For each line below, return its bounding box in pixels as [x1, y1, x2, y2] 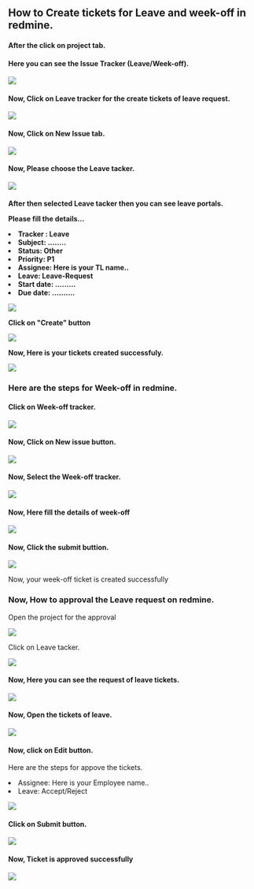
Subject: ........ [18, 238, 67, 247]
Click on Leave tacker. [8, 642, 80, 652]
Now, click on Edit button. [8, 745, 94, 755]
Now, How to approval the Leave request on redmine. [8, 594, 215, 605]
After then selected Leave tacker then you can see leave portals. [8, 199, 224, 208]
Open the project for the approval [8, 612, 116, 622]
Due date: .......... [18, 288, 75, 298]
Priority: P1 [18, 255, 55, 264]
